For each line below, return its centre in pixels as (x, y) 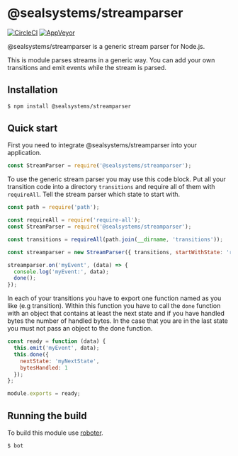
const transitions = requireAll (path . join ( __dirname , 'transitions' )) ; (115, 239)
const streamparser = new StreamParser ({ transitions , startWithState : (115, 252)
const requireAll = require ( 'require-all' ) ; (74, 220)
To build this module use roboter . (56, 433)
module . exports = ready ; (44, 394)
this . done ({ (32, 354)
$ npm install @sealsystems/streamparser (69, 106)
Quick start (33, 129)
